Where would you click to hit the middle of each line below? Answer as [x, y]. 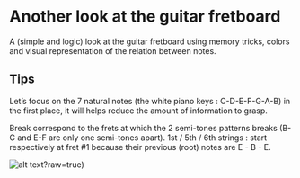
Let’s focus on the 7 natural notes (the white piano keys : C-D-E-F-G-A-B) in [150, 101]
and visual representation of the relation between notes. [113, 50]
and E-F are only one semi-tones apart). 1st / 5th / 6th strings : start [142, 138]
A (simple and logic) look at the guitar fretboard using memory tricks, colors [150, 41]
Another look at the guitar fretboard [145, 17]
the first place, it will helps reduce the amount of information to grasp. [138, 111]
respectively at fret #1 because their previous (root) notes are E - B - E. [140, 147]
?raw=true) [64, 165]
